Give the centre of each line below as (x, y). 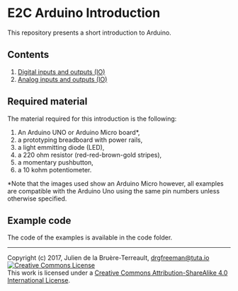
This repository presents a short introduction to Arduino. (89, 32)
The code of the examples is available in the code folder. (90, 237)
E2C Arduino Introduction (84, 13)
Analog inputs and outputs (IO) (62, 79)
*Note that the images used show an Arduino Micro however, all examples (116, 183)
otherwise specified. (37, 198)
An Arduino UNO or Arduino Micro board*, (79, 132)
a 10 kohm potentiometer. (55, 170)
